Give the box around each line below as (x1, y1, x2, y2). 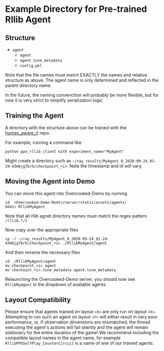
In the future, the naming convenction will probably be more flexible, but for (5, 92, 159, 98)
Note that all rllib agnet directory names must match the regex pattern (5, 213, 147, 219)
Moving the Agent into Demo (5, 177, 95, 186)
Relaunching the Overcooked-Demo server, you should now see (5, 276, 136, 282)
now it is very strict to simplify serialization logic (5, 97, 103, 103)
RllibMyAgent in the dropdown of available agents (5, 281, 106, 287)
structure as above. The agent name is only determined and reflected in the (5, 78, 159, 83)
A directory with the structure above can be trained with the (5, 124, 127, 130)
